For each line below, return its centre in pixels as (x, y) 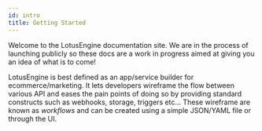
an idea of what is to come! (52, 62)
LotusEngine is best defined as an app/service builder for (101, 77)
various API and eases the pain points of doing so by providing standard (125, 93)
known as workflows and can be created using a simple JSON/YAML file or (130, 110)
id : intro (24, 15)
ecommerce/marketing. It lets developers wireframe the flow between (121, 85)
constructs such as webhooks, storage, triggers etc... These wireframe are (129, 102)
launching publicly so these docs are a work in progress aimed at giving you (131, 53)
